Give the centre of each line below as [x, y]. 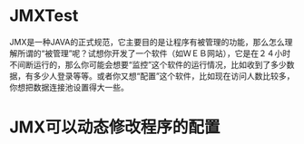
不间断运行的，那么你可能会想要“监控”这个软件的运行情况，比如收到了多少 [148, 64]
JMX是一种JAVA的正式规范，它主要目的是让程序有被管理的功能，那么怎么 [147, 42]
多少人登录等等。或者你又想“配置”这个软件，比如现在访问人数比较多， [164, 76]
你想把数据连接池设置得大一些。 [69, 87]
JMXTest [44, 16]
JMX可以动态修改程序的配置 [115, 127]
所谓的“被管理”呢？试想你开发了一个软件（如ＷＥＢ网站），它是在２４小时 [154, 53]
